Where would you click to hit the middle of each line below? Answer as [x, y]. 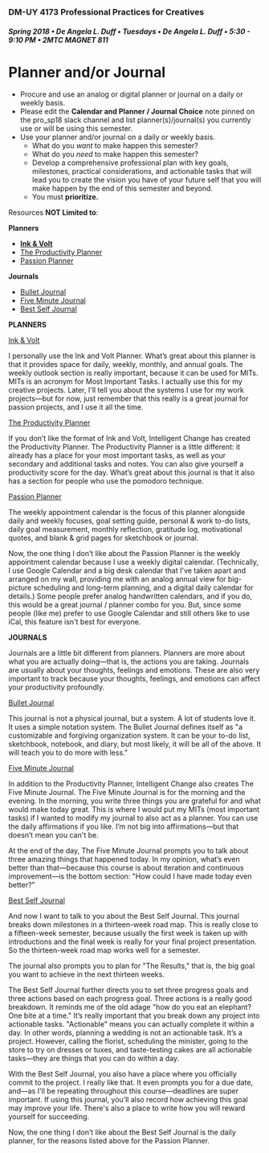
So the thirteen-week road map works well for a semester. [104, 950]
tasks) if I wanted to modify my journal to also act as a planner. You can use [133, 818]
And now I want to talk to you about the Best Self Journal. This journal [124, 916]
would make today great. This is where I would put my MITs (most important [134, 809]
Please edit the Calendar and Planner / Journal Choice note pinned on [137, 112]
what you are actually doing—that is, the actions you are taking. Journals [129, 661]
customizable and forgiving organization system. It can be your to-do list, [129, 735]
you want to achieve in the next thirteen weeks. [86, 974]
